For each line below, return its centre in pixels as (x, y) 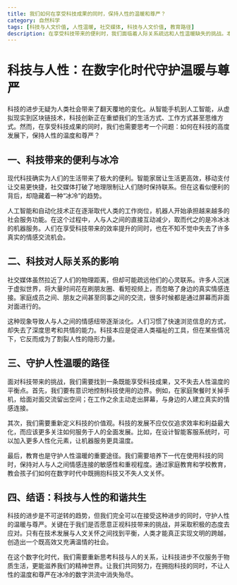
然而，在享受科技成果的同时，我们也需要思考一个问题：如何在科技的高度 (124, 127)
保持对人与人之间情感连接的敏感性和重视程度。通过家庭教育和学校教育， (124, 464)
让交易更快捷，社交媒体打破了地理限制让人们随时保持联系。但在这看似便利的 (119, 187)
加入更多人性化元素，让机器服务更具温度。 (75, 441)
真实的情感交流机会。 (38, 237)
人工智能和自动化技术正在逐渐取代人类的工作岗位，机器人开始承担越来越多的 (119, 211)
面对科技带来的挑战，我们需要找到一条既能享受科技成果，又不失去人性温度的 (119, 381)
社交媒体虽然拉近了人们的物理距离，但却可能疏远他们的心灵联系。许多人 (112, 280)
